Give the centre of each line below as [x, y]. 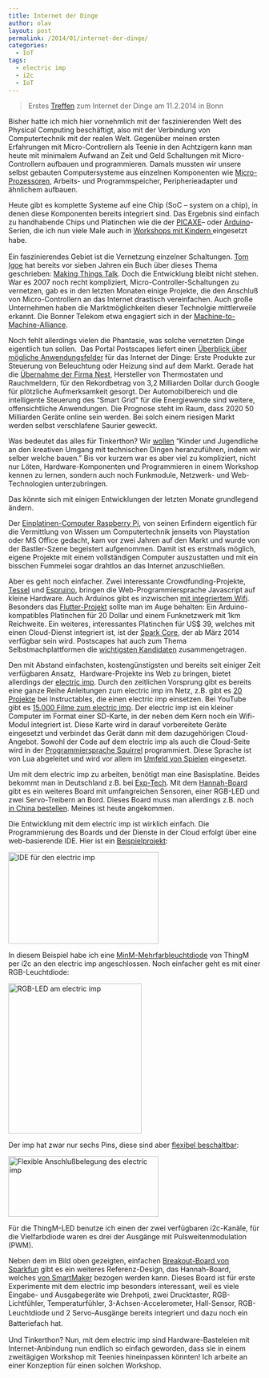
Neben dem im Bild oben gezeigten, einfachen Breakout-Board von [119, 1260]
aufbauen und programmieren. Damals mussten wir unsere [144, 164]
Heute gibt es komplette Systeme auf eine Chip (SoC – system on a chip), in [133, 204]
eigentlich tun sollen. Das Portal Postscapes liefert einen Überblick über [128, 349]
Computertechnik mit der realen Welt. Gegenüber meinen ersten [114, 138]
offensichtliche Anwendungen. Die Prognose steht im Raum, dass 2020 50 [131, 408]
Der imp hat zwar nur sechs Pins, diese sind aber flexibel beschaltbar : [124, 1145]
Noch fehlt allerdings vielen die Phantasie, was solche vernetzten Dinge [127, 340]
